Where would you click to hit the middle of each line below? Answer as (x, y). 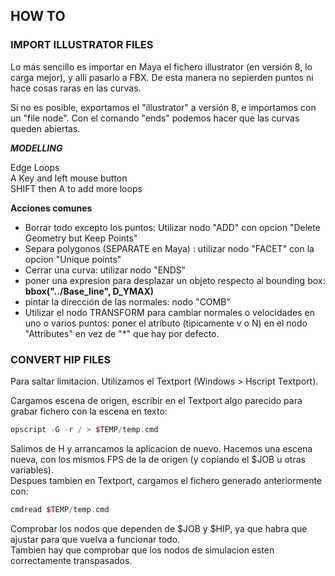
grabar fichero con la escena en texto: (89, 411)
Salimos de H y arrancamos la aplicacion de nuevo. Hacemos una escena (161, 448)
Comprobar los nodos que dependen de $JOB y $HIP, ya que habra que (159, 528)
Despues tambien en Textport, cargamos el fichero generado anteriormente (166, 480)
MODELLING (36, 148)
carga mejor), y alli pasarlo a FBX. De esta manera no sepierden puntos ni (162, 77)
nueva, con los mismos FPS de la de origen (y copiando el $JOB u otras (158, 459)
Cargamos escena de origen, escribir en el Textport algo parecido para (156, 400)
